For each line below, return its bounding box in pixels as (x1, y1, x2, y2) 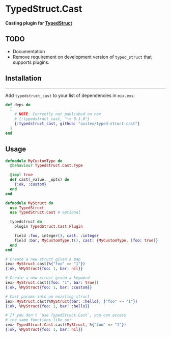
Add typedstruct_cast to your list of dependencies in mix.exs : (5, 92, 135, 99)
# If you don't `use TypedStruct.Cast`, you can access (5, 312, 126, 318)
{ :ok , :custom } (14, 182, 47, 187)
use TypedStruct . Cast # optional (10, 210, 81, 215)
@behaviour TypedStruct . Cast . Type (10, 163, 83, 168)
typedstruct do (10, 219, 42, 225)
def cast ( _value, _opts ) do (10, 177, 70, 182)
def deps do (5, 102, 31, 107)
